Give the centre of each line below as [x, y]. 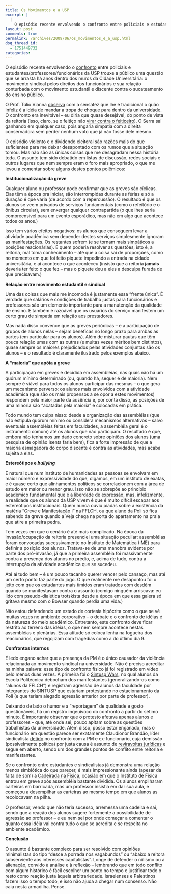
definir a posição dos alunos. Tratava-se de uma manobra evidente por [80, 548]
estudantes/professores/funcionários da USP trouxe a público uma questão [84, 73]
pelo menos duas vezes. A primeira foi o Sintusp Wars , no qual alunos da [82, 674]
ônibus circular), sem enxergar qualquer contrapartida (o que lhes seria [80, 210]
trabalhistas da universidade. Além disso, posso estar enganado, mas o [80, 727]
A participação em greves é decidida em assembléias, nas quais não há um [84, 372]
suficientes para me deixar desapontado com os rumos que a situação [79, 147]
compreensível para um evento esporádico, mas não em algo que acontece [84, 216]
